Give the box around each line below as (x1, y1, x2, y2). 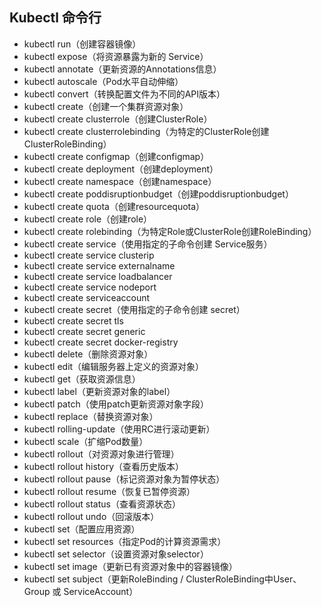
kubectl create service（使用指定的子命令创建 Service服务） (23, 238, 273, 250)
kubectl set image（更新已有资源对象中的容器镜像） (23, 560, 238, 572)
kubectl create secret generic (23, 325, 146, 337)
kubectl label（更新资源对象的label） (23, 385, 176, 397)
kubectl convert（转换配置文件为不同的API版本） (23, 88, 226, 100)
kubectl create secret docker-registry (23, 336, 179, 348)
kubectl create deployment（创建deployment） (23, 163, 219, 175)
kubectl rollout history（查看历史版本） (23, 460, 185, 472)
